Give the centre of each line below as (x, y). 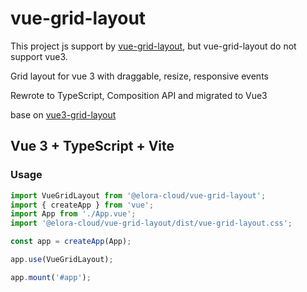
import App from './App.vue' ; (73, 214)
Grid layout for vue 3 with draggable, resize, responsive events (139, 76)
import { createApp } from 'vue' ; (82, 205)
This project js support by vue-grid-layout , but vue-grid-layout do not (153, 46)
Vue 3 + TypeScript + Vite (92, 146)
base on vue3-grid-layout (63, 114)
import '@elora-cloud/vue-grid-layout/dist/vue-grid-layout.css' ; (151, 223)
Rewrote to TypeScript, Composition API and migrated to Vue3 (139, 95)
